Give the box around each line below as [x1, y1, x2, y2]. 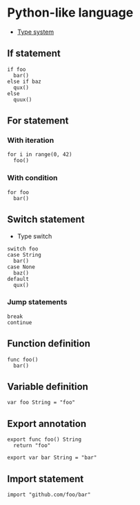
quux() [13, 96, 32, 103]
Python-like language [7, 5, 134, 21]
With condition [7, 173, 58, 183]
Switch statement [7, 214, 85, 226]
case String [7, 251, 41, 258]
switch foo [7, 245, 39, 253]
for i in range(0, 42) [7, 151, 72, 158]
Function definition [7, 338, 91, 350]
